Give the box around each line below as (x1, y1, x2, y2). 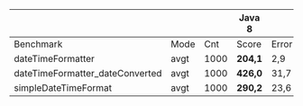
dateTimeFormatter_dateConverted (14, 67, 162, 79)
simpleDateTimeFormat (14, 82, 113, 93)
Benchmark (14, 38, 63, 50)
